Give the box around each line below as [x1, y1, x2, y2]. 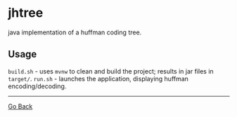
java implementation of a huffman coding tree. [8, 28, 142, 36]
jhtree [8, 5, 44, 21]
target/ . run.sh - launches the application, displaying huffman [8, 74, 189, 83]
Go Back [8, 102, 33, 110]
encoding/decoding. [8, 82, 67, 90]
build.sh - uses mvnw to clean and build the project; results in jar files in [8, 67, 214, 75]
